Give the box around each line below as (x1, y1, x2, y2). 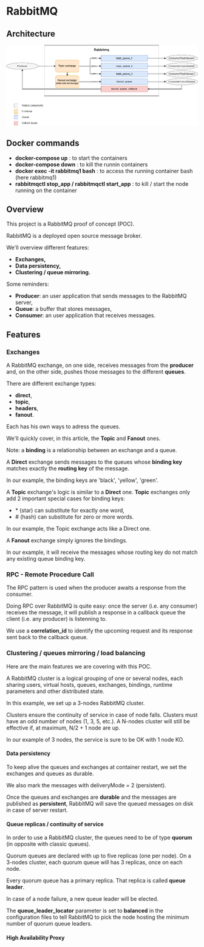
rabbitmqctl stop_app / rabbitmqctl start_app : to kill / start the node (15, 180, 189, 187)
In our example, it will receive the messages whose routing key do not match (6, 548, 198, 556)
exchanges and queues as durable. (6, 770, 94, 777)
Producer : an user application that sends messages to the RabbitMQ (15, 293, 187, 300)
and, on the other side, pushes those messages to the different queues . (6, 368, 186, 375)
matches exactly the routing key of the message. (6, 465, 129, 472)
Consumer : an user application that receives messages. (15, 312, 156, 319)
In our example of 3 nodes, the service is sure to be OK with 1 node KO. (6, 736, 185, 743)
